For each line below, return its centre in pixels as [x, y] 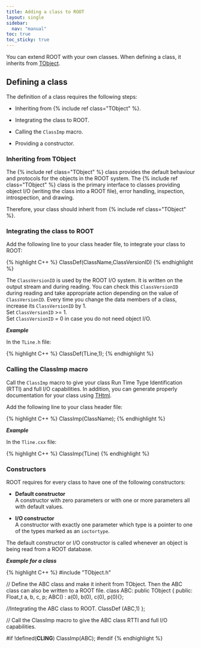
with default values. [39, 507]
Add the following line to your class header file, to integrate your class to [96, 244]
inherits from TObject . [33, 63]
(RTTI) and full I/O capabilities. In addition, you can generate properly [92, 389]
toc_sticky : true [28, 40]
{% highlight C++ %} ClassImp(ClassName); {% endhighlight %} [86, 418]
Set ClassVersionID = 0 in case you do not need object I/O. [79, 319]
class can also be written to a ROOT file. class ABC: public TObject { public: [100, 591]
